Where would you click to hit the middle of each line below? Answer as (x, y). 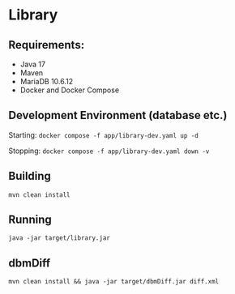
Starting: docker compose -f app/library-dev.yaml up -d (103, 134)
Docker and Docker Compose (70, 90)
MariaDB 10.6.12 (47, 81)
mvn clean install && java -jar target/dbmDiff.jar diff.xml (114, 282)
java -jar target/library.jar (60, 238)
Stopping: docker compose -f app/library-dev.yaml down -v (109, 151)
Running (30, 220)
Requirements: (47, 45)
